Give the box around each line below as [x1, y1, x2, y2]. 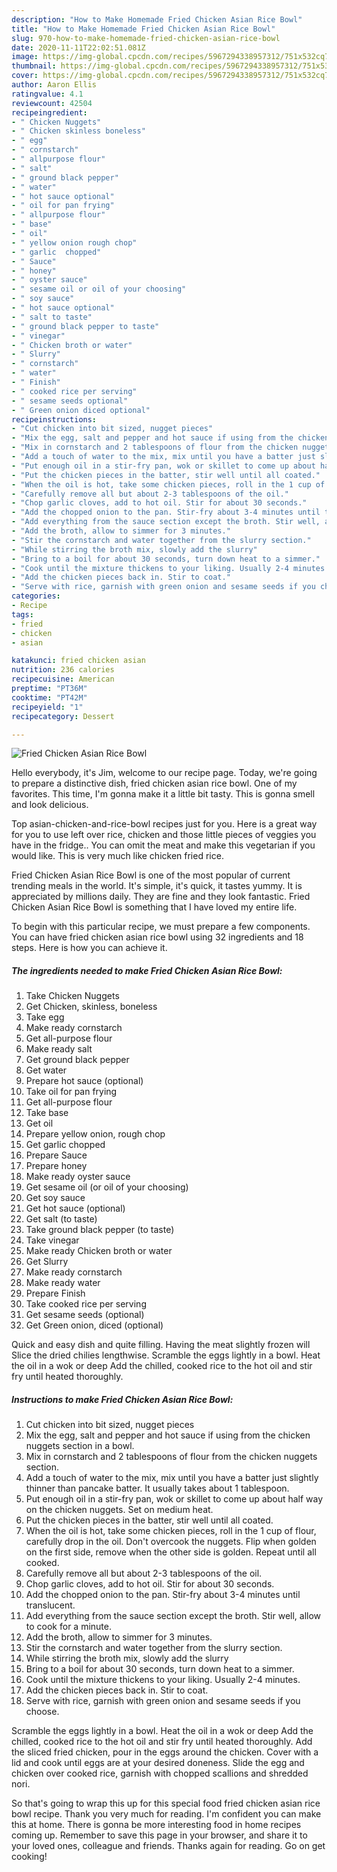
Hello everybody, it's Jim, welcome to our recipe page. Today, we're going [11, 767, 318, 779]
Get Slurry [25, 1256, 69, 1268]
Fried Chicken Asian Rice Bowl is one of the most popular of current [11, 869, 291, 881]
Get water [25, 1064, 68, 1076]
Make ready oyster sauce [25, 1171, 131, 1183]
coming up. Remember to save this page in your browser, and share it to [11, 1829, 308, 1841]
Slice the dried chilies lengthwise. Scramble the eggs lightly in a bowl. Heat [11, 1349, 321, 1361]
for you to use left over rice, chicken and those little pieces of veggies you [11, 829, 317, 841]
